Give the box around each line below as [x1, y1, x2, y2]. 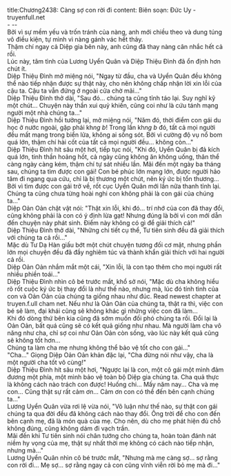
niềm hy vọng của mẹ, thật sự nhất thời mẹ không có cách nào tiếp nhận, [7, 439, 214, 447]
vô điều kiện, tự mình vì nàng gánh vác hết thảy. [7, 35, 143, 44]
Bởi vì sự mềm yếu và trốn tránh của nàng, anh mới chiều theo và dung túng [7, 28, 223, 36]
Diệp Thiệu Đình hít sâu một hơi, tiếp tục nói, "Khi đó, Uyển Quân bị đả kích [7, 145, 221, 153]
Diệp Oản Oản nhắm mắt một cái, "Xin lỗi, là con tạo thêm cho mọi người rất [7, 263, 222, 271]
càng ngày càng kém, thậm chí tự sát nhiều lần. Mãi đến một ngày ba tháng [7, 160, 221, 168]
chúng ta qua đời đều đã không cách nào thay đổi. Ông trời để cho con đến [7, 410, 221, 417]
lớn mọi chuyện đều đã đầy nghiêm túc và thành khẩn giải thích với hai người [7, 248, 225, 256]
